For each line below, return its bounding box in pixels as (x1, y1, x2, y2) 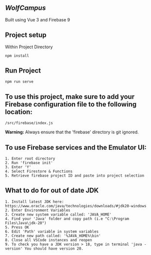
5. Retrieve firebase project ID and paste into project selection (5, 173, 145, 178)
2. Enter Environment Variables (5, 208, 70, 213)
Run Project (5, 67, 41, 75)
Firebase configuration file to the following (5, 100, 137, 109)
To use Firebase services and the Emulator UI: (5, 143, 147, 151)
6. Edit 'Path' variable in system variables (5, 229, 99, 234)
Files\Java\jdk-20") (5, 220, 47, 225)
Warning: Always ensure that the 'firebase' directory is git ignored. (5, 129, 139, 135)
